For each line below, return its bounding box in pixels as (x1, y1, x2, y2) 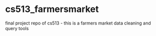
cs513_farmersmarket (5, 3, 99, 15)
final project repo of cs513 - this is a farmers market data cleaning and (5, 20, 151, 26)
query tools (5, 25, 29, 31)
